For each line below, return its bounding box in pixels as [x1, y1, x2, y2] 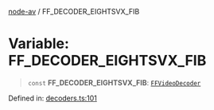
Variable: [8, 35, 70, 53]
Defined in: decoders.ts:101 [8, 93, 98, 103]
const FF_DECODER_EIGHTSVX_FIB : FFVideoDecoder [27, 77, 201, 87]
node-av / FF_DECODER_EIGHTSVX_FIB [8, 7, 140, 16]
